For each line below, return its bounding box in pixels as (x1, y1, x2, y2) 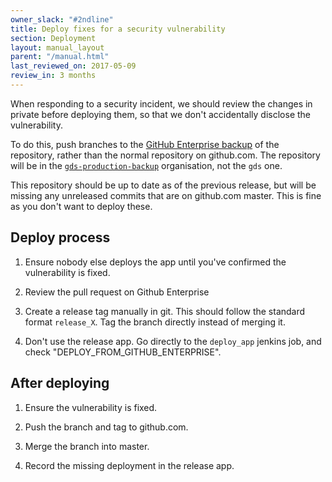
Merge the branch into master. (24, 440, 150, 452)
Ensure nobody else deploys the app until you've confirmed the (24, 256, 287, 268)
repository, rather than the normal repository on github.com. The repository (10, 149, 321, 161)
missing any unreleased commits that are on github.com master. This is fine (10, 189, 322, 201)
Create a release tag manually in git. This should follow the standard (24, 305, 306, 317)
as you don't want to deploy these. (10, 200, 153, 212)
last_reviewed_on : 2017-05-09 (10, 61, 137, 71)
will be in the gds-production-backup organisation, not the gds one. (10, 159, 283, 171)
